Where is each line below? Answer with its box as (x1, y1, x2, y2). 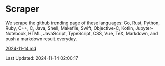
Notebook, (5, 30, 27, 36)
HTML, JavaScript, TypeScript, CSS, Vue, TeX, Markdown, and (28, 30, 158, 36)
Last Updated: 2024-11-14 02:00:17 (5, 55, 78, 61)
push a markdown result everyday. (5, 36, 77, 42)
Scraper (5, 3, 39, 15)
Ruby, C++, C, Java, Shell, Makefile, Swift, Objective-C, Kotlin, (5, 25, 135, 31)
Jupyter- (135, 25, 153, 31)
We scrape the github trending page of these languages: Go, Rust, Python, (5, 20, 160, 26)
